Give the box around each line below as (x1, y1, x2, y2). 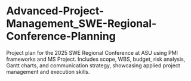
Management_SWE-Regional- (6, 17, 157, 30)
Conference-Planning (6, 30, 116, 43)
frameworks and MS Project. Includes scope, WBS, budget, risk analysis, (6, 55, 186, 63)
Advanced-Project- (6, 4, 104, 18)
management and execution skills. (6, 68, 90, 75)
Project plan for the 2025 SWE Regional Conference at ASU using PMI (6, 49, 178, 56)
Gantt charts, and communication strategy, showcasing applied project (6, 61, 180, 69)
